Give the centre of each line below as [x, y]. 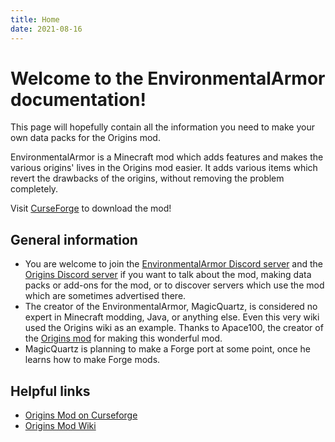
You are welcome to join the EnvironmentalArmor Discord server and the [174, 264]
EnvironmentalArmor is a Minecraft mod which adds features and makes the [167, 157]
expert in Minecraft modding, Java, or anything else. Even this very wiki [172, 317]
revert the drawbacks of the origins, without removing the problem [147, 178]
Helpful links [50, 391]
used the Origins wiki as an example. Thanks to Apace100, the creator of [174, 328]
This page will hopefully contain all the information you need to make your [162, 127]
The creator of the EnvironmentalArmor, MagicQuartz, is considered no [171, 307]
